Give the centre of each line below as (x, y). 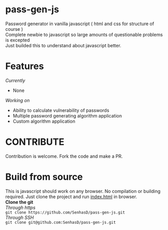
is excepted (17, 40)
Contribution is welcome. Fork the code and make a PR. (64, 156)
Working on (17, 100)
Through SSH (20, 217)
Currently (15, 80)
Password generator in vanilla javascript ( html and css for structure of (80, 24)
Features (25, 66)
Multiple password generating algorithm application (67, 116)
